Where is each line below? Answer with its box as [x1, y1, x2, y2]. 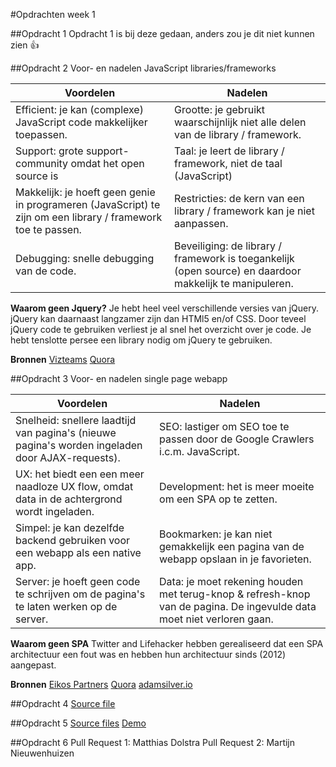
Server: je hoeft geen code [15, 575, 141, 588]
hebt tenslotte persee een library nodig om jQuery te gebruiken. [10, 334, 273, 346]
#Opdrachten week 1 [10, 9, 96, 20]
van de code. [15, 264, 77, 278]
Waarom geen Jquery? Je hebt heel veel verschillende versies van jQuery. [10, 302, 320, 314]
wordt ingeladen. [15, 505, 95, 518]
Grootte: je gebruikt [174, 103, 266, 116]
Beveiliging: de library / [174, 239, 283, 253]
